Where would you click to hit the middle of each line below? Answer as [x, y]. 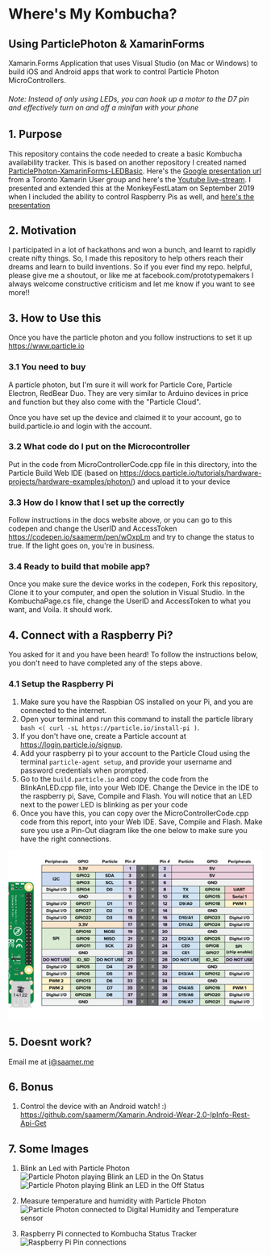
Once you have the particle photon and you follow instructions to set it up [130, 338]
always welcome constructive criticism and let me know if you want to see [132, 284]
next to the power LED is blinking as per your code [104, 804]
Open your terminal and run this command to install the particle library [137, 719]
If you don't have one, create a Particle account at [103, 736]
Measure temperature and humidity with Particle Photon [113, 1201]
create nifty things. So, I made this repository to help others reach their [126, 258]
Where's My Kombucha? [93, 14]
